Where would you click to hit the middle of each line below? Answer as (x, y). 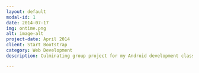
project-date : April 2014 (38, 39)
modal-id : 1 (21, 17)
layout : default (26, 12)
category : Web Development (39, 50)
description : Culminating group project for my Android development (92, 56)
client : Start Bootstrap (37, 45)
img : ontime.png (26, 28)
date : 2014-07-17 (28, 23)
